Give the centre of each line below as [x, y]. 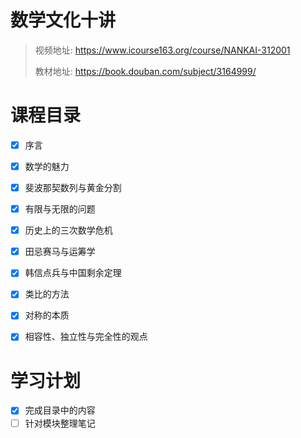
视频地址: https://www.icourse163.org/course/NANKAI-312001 [162, 50]
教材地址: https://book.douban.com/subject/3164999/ [145, 71]
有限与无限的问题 [60, 209]
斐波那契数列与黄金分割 [73, 187]
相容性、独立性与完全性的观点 [86, 337]
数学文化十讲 [63, 20]
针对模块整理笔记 [60, 423]
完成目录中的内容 [60, 410]
